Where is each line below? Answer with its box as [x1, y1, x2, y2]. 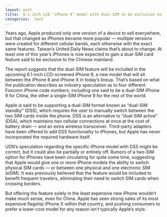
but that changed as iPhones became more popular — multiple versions [5, 35, 153, 41]
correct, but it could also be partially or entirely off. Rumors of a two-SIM [5, 149, 155, 155]
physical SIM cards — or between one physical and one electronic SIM [5, 165, 151, 171]
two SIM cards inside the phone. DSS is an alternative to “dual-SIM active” [5, 113, 158, 119]
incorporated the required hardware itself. [5, 134, 91, 140]
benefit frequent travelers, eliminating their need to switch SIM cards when [5, 175, 159, 182]
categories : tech [5, 16, 43, 21]
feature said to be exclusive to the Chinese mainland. [5, 57, 114, 63]
